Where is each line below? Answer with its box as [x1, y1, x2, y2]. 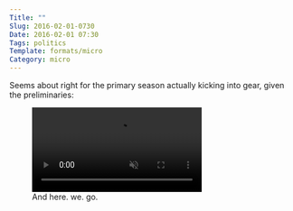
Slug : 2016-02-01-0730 [9, 22, 95, 31]
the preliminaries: [9, 89, 74, 100]
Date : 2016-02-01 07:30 [9, 30, 99, 39]
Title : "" [9, 13, 47, 23]
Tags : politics [9, 38, 67, 48]
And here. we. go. [32, 191, 99, 202]
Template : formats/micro [9, 47, 103, 56]
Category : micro [9, 55, 71, 64]
